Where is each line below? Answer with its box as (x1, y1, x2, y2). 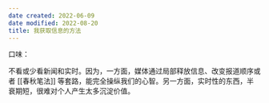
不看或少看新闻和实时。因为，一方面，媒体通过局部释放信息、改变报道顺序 (8, 66, 254, 76)
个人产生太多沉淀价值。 (57, 86, 134, 96)
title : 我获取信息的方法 (8, 26, 82, 34)
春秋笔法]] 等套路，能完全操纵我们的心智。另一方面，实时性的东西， (22, 77, 247, 86)
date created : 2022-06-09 (8, 11, 94, 20)
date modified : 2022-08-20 (8, 19, 98, 27)
